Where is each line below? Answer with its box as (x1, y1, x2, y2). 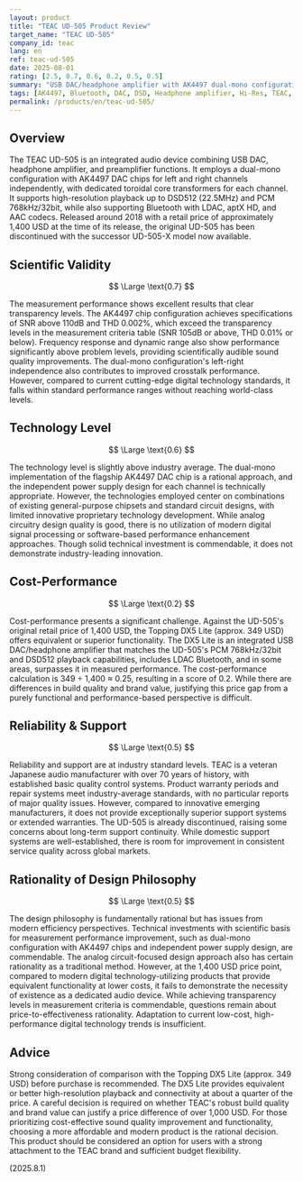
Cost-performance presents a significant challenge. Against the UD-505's (9, 615, 284, 627)
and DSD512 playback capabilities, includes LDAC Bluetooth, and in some (9, 654, 282, 664)
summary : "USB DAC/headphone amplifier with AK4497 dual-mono (9, 80, 248, 89)
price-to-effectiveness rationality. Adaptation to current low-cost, (9, 1009, 252, 1020)
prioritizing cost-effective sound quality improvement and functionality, (9, 1117, 273, 1128)
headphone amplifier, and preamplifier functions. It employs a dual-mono (9, 164, 281, 175)
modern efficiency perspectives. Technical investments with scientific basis (9, 923, 291, 934)
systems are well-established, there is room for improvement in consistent (9, 836, 285, 847)
